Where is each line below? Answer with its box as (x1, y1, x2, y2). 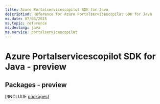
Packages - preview (5, 81, 67, 89)
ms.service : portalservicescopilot (5, 30, 78, 35)
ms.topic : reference (5, 21, 47, 26)
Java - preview (5, 62, 67, 72)
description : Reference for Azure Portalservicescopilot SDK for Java (5, 12, 152, 17)
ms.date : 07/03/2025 (5, 16, 47, 21)
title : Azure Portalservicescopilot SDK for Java (5, 7, 109, 12)
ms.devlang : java (5, 25, 41, 30)
